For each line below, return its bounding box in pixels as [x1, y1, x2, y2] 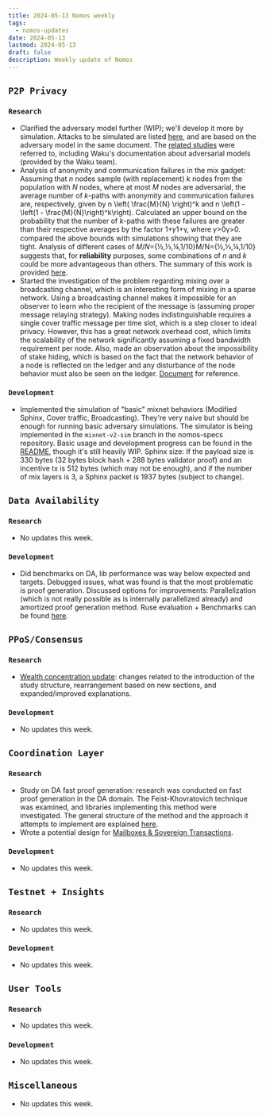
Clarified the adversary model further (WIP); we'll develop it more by [19, 123, 244, 133]
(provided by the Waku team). [19, 156, 118, 167]
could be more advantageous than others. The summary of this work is [19, 259, 253, 268]
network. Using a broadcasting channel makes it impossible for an [19, 293, 237, 302]
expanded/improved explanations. [19, 688, 132, 698]
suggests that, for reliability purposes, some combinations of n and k [19, 251, 248, 260]
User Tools [8, 983, 62, 994]
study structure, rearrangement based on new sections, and [19, 680, 217, 690]
